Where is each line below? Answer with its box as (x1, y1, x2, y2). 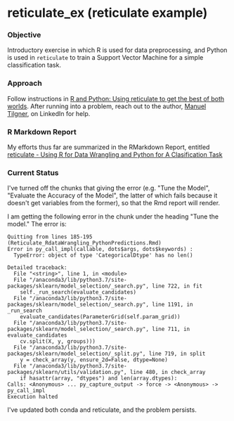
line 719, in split (148, 350, 206, 358)
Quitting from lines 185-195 (7, 233, 93, 240)
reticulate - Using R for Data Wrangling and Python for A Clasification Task (7, 150, 223, 159)
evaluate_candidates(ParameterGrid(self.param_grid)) (20, 313, 181, 320)
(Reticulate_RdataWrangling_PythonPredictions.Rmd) (7, 240, 162, 247)
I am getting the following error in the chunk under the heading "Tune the (7, 212, 219, 221)
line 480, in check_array (129, 369, 206, 376)
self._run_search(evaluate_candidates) (20, 289, 137, 296)
